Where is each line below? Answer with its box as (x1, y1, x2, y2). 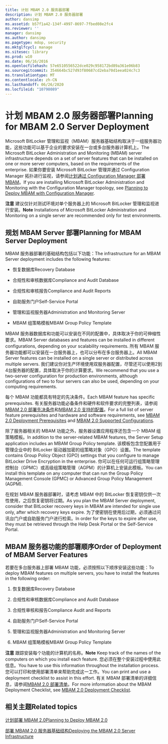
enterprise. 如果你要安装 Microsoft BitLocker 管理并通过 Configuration (5, 167, 150, 173)
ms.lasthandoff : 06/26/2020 (5, 82, 64, 87)
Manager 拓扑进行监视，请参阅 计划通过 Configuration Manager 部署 (5, 173, 146, 179)
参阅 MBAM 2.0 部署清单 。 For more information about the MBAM (18, 681, 151, 687)
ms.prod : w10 (5, 54, 33, 59)
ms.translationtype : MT (5, 73, 55, 78)
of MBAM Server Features (5, 551, 88, 559)
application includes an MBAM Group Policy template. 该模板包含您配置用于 (5, 441, 161, 447)
